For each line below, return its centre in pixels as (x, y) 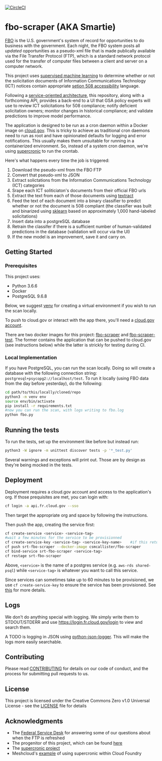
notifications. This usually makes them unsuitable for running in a (70, 141)
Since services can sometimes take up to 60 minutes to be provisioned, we (80, 580)
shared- (143, 565)
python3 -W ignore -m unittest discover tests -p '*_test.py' (69, 450)
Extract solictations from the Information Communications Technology (81, 180)
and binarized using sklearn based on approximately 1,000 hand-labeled (84, 211)
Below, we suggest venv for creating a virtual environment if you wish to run (81, 305)
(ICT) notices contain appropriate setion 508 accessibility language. (72, 86)
